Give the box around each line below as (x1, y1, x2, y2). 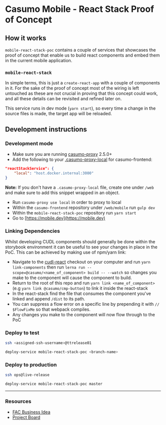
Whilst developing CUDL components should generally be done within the (5, 238, 156, 244)
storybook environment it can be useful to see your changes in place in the (5, 244, 158, 250)
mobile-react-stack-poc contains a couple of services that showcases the (5, 47, 156, 53)
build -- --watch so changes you (87, 269, 157, 275)
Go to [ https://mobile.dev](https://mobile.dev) (12, 215, 105, 221)
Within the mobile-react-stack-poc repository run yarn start (12, 210, 137, 215)
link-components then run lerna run (12, 264, 85, 270)
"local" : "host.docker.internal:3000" (14, 170, 94, 176)
